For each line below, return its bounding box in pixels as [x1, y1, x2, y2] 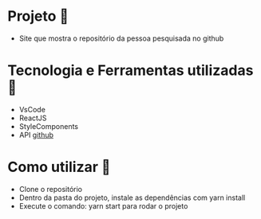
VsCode [18, 104, 45, 114]
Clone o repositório [18, 184, 83, 194]
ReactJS [18, 113, 47, 123]
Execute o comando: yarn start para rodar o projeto [18, 201, 188, 210]
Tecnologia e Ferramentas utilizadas [7, 61, 254, 80]
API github [18, 130, 53, 139]
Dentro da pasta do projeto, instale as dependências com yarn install [18, 193, 246, 202]
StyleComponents [18, 121, 79, 131]
